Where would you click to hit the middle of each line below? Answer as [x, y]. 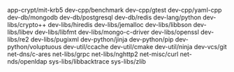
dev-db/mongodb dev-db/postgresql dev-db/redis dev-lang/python [104, 17]
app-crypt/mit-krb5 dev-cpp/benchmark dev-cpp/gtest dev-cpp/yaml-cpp [115, 10]
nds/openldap [27, 61]
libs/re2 [18, 39]
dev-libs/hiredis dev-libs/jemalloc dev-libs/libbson [120, 25]
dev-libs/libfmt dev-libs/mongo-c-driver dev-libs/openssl [117, 32]
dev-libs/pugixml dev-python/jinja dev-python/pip [102, 39]
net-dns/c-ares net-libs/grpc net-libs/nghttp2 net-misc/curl [93, 54]
